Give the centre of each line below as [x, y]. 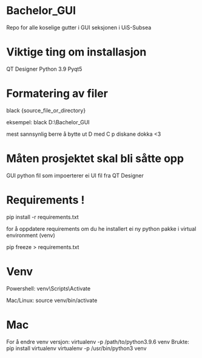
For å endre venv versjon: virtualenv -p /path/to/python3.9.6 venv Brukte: [98, 342]
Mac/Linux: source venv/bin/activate [52, 300]
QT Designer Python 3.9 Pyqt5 [44, 69]
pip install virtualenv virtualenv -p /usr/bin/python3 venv [76, 348]
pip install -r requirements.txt [42, 217]
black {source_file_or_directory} [46, 110]
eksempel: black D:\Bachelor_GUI [48, 122]
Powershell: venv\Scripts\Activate [49, 288]
